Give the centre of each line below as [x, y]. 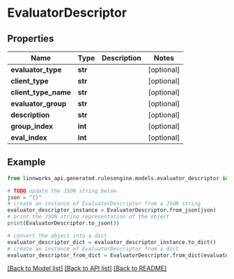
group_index [32, 126]
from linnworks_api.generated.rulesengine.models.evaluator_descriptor [113, 178]
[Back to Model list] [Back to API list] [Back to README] [87, 269]
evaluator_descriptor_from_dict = [57, 255]
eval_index [29, 137]
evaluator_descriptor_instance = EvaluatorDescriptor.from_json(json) [112, 210]
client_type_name [41, 92]
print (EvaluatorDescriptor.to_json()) [63, 223]
